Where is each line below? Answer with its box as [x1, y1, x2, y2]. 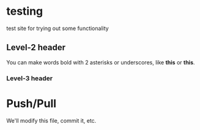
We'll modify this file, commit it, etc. [6, 117, 97, 124]
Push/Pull [6, 96, 57, 110]
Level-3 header [6, 74, 53, 82]
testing [6, 4, 43, 18]
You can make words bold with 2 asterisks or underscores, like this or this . [6, 58, 195, 66]
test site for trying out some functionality [6, 25, 109, 32]
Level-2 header [6, 42, 66, 53]
